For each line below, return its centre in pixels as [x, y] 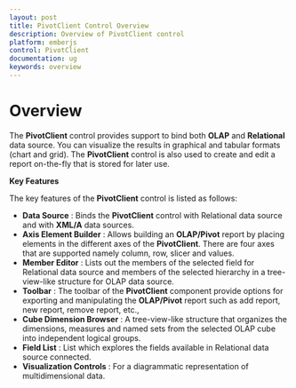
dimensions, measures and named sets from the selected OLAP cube [149, 329]
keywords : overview [45, 67]
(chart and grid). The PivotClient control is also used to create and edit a [142, 154]
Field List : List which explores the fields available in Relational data [145, 347]
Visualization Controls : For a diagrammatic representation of [135, 366]
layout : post [33, 17]
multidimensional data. [64, 376]
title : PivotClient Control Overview [79, 26]
